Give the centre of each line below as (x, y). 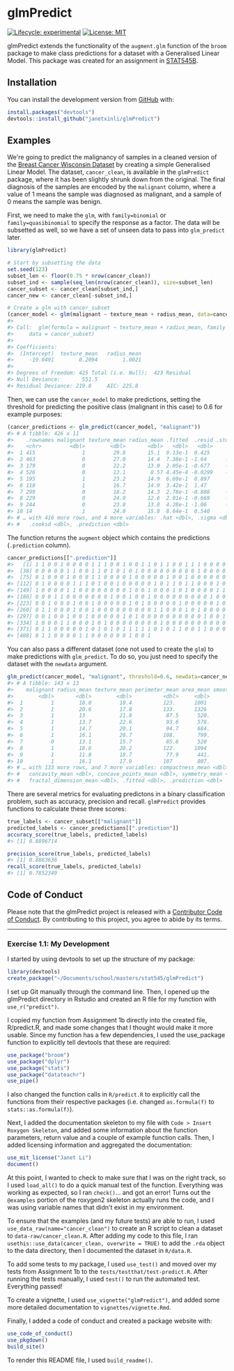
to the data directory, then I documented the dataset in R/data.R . (100, 1251)
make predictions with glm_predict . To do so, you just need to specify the (112, 657)
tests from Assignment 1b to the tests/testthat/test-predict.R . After (108, 1272)
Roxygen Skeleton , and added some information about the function (102, 1130)
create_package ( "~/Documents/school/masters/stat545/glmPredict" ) (106, 978)
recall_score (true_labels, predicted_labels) (74, 867)
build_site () (26, 1347)
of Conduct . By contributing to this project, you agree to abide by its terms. (115, 919)
